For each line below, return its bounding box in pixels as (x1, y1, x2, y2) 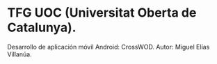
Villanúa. (7, 50, 33, 58)
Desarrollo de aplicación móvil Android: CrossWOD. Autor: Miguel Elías (7, 42, 210, 51)
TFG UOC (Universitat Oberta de (7, 5, 197, 21)
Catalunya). (7, 19, 77, 35)
